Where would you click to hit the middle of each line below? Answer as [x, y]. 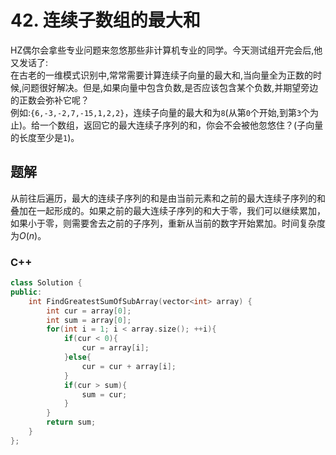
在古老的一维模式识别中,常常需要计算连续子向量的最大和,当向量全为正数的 [162, 75]
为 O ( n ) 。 [28, 235]
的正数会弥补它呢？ [50, 100]
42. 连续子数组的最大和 [105, 20]
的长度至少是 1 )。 [45, 137]
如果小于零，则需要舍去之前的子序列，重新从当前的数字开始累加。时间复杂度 [168, 223]
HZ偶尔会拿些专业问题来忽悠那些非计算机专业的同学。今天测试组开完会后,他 [166, 50]
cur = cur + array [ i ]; [129, 366]
